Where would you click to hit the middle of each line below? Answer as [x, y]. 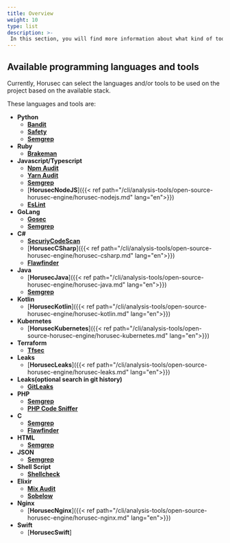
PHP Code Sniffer [52, 408]
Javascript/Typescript [49, 160]
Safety [37, 132]
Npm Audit [43, 168]
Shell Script [34, 466]
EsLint [36, 204]
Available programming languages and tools [103, 67]
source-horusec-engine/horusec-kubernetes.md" [98, 335]
